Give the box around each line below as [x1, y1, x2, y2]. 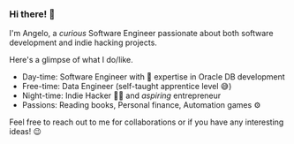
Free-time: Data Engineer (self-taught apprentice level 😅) [21, 81, 232, 92]
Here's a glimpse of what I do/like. [9, 55, 134, 65]
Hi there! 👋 [9, 8, 56, 20]
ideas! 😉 [9, 126, 42, 137]
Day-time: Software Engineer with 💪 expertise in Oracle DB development [21, 72, 285, 82]
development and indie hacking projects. [9, 37, 157, 48]
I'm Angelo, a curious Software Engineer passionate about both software [9, 28, 274, 39]
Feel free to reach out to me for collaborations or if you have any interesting [9, 117, 284, 127]
